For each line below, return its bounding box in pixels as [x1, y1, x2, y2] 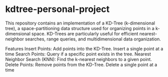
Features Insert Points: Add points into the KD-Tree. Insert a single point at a [5, 45, 163, 51]
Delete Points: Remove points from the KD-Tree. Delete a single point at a [5, 61, 157, 67]
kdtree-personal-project [5, 3, 110, 15]
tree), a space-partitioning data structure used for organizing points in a [5, 25, 155, 31]
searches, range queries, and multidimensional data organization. [25, 36, 161, 42]
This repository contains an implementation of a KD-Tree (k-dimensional [5, 20, 155, 26]
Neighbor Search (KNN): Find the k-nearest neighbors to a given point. [5, 56, 152, 62]
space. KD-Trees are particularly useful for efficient [31, 30, 139, 36]
